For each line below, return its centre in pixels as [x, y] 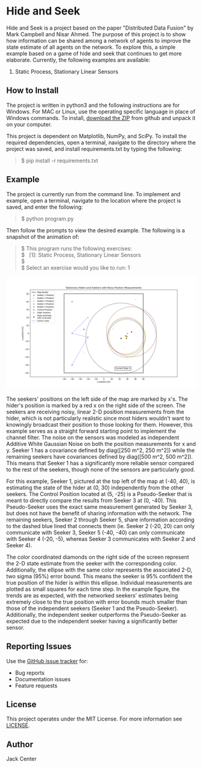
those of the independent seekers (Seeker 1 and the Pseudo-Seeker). [92, 608]
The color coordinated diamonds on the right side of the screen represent [98, 557]
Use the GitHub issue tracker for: [47, 661]
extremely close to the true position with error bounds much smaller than [97, 602]
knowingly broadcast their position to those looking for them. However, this [99, 424]
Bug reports [30, 673]
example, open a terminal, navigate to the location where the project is [94, 200]
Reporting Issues [39, 647]
